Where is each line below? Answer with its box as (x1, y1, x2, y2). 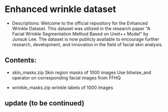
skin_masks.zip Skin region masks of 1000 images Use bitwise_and (12, 69, 151, 75)
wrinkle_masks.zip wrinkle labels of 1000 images (12, 84, 114, 90)
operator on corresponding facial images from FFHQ (12, 74, 121, 81)
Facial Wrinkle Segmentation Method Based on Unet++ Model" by (12, 31, 149, 37)
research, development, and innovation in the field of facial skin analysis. (12, 41, 163, 47)
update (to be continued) (5, 99, 85, 107)
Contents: (5, 56, 37, 65)
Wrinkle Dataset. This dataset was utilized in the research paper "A (12, 25, 150, 31)
